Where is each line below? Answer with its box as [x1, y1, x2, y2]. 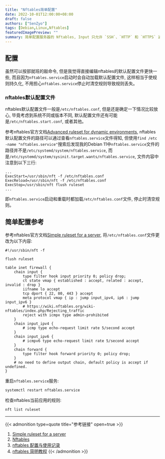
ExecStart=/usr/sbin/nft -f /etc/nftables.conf [5, 173, 105, 179]
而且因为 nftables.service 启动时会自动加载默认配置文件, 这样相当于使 [11, 74, 153, 80]
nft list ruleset [5, 407, 41, 412]
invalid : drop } [5, 282, 41, 287]
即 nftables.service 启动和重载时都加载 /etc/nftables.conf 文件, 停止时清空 [5, 196, 156, 202]
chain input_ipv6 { [14, 334, 54, 339]
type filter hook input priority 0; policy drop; [23, 274, 126, 279]
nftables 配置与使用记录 [12, 442, 60, 448]
